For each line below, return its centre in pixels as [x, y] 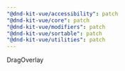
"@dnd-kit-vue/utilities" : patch [56, 40]
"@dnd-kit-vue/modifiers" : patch [56, 27]
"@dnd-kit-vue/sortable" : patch [54, 33]
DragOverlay [25, 60]
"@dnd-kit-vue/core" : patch [48, 20]
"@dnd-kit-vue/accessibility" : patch [62, 14]
